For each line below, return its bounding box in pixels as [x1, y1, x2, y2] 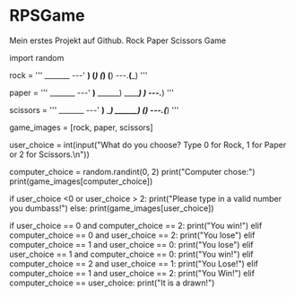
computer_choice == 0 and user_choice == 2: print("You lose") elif [9, 230, 256, 240]
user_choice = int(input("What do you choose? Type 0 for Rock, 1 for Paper [9, 139, 287, 150]
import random [9, 52, 65, 63]
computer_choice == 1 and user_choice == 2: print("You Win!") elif [9, 267, 256, 278]
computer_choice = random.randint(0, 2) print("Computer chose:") [9, 166, 256, 177]
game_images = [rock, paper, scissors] [9, 122, 154, 133]
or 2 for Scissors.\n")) [9, 149, 90, 160]
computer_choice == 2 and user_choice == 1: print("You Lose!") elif [9, 258, 258, 269]
